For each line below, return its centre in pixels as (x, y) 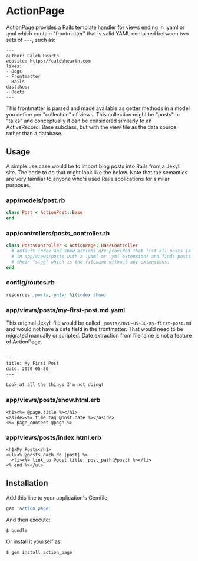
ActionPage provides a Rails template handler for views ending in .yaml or (95, 27)
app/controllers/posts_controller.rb (58, 233)
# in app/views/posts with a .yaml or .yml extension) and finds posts (101, 256)
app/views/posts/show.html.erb (53, 400)
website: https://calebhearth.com (49, 61)
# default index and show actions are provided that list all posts (97, 251)
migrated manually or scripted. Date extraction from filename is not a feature (99, 335)
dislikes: (18, 87)
